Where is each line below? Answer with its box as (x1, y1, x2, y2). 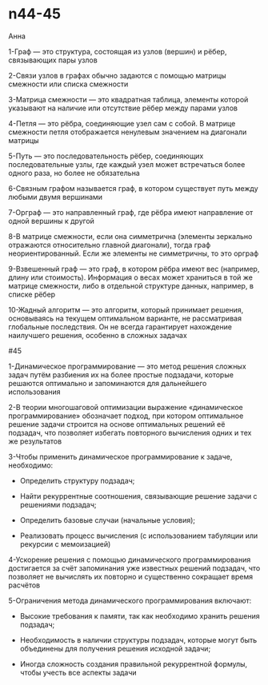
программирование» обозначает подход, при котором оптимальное (8, 411, 244, 420)
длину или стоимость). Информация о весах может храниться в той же (8, 273, 254, 282)
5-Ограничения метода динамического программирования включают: (8, 595, 252, 605)
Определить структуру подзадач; (19, 476, 135, 485)
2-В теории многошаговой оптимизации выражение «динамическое (8, 402, 244, 412)
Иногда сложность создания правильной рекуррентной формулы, (19, 659, 248, 668)
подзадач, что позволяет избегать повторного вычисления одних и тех (8, 428, 252, 437)
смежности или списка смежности (8, 79, 129, 89)
